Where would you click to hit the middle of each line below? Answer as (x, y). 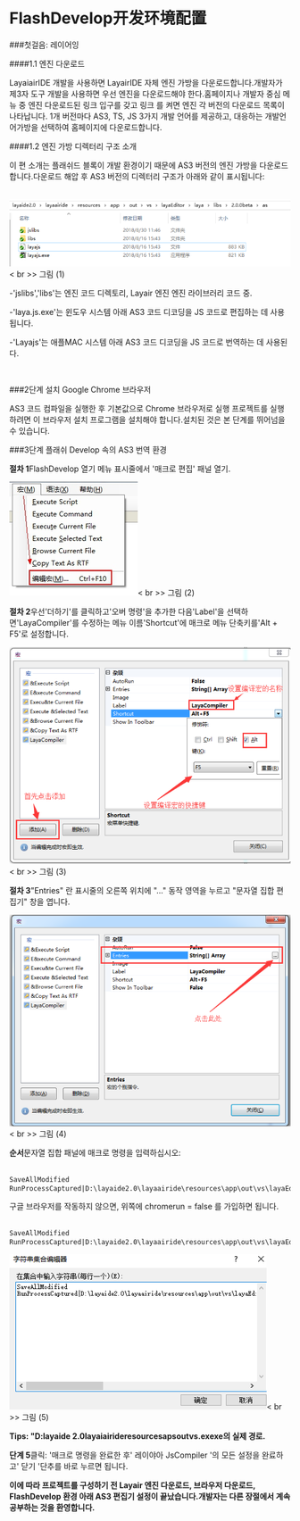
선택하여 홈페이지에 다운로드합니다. (101, 127)
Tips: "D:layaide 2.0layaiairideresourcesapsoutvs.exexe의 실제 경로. (137, 1436)
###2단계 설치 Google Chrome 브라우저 (80, 389)
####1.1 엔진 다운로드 (47, 63)
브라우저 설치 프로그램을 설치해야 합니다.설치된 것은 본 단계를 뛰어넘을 (164, 420)
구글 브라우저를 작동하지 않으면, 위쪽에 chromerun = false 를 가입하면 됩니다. (144, 1207)
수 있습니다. (30, 430)
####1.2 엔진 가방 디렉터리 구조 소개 (73, 146)
